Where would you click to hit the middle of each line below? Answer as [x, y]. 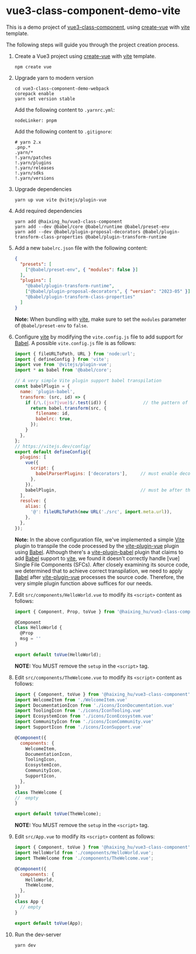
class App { [29, 902]
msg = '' [31, 639]
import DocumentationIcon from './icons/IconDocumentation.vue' [94, 705]
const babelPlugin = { [42, 386]
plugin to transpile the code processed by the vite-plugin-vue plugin [97, 545]
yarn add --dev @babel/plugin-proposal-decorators [78, 232]
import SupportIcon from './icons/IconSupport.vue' [79, 727]
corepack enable [34, 93]
